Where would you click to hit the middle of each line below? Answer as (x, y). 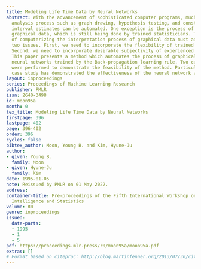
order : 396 (20, 134)
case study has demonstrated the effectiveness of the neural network (101, 73)
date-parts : (27, 223)
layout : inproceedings (34, 78)
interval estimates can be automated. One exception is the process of (103, 28)
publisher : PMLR (26, 90)
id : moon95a (21, 101)
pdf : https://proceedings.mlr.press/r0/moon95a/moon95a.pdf (83, 246)
